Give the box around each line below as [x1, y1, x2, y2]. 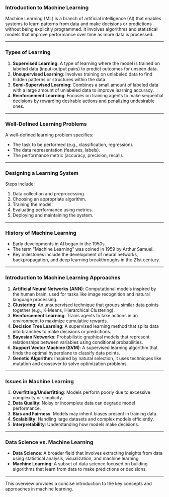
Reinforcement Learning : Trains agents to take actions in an [12, 312, 138, 318]
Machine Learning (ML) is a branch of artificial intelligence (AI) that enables [5, 16, 162, 22]
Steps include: [5, 181, 35, 187]
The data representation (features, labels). [12, 147, 101, 153]
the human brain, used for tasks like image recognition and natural [12, 291, 150, 297]
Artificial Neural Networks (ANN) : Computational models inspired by [12, 286, 156, 292]
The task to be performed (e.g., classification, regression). [12, 141, 134, 148]
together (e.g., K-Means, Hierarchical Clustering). [12, 307, 115, 313]
